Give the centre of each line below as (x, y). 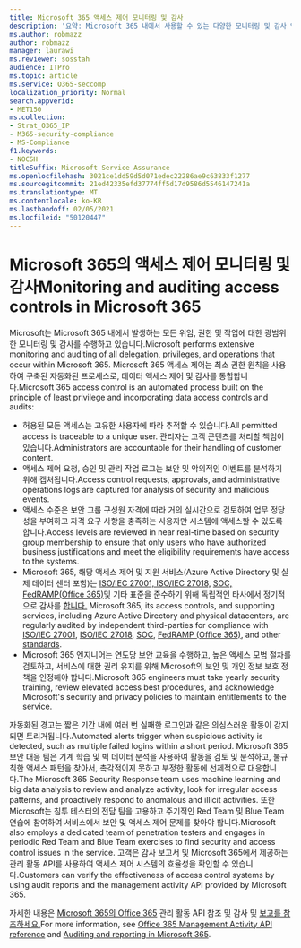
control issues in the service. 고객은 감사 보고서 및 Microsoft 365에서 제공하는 (149, 852)
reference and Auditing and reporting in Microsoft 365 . (110, 934)
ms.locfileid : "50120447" (57, 217)
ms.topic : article (43, 76)
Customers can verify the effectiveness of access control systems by (146, 875)
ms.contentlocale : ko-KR (56, 201)
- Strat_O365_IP (39, 126)
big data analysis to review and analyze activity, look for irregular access (143, 789)
